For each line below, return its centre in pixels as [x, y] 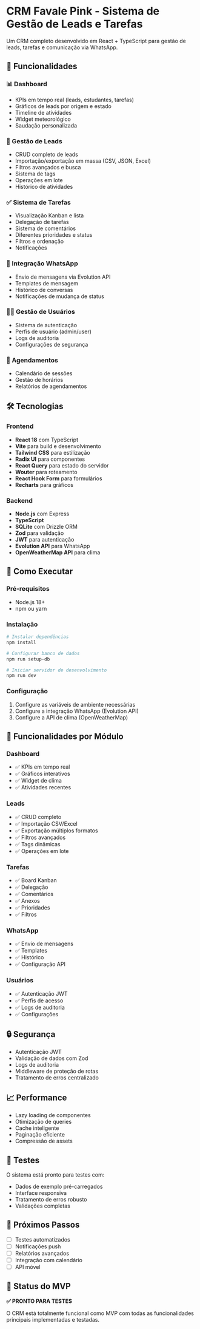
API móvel [28, 1267]
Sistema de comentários [45, 228]
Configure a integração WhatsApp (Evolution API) [77, 711]
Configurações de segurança [52, 344]
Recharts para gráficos [44, 484]
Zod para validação [39, 533]
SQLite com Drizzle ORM [46, 527]
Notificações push [38, 1246]
